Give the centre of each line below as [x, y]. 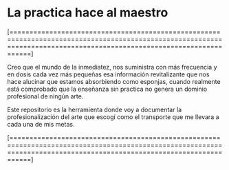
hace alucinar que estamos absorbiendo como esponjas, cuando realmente [114, 81]
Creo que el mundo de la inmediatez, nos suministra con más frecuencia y [112, 67]
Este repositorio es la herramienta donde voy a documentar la [95, 109]
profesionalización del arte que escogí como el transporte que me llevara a [113, 117]
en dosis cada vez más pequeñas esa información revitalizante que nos [108, 74]
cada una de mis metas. [41, 124]
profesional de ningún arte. [45, 96]
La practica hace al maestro [88, 13]
